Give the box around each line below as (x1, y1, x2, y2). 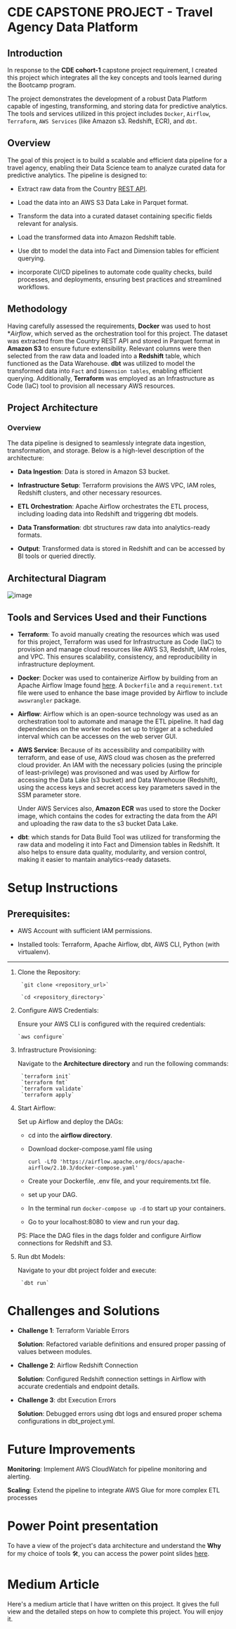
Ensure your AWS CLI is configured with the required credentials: (17, 1020, 206, 1028)
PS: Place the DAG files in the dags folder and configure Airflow (17, 1231, 202, 1239)
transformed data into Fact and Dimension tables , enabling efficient (7, 367, 203, 375)
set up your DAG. (27, 1190, 78, 1198)
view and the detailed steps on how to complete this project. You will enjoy (7, 1607, 223, 1616)
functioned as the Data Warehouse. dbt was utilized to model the (7, 359, 195, 367)
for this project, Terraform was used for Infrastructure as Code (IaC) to (17, 638, 222, 646)
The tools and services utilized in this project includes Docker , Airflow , (7, 110, 211, 118)
